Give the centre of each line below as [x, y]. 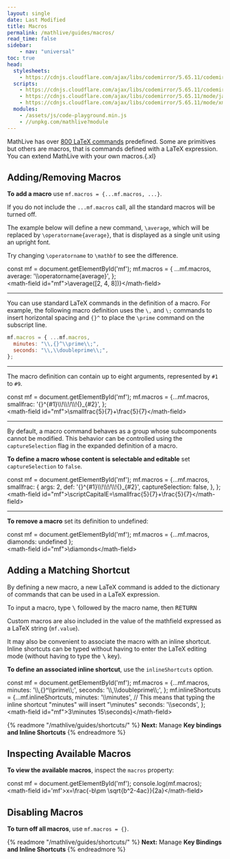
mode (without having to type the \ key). [64, 656]
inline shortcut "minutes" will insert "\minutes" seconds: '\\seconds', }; [106, 704]
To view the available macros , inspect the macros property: [91, 770]
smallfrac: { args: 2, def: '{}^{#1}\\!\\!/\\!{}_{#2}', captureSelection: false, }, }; [114, 487]
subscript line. [27, 325]
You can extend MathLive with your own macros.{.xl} [81, 156]
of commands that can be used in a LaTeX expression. [84, 594]
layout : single [29, 13]
